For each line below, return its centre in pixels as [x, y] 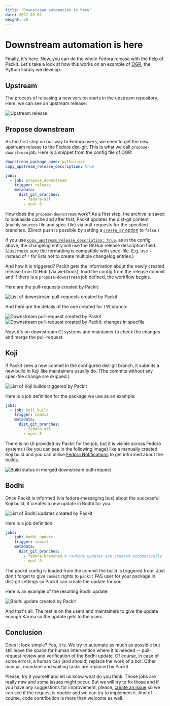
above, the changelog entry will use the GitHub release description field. [81, 245]
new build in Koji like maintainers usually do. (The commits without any [79, 371]
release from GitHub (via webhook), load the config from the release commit [85, 271]
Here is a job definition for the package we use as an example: [71, 396]
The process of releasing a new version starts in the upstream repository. [82, 98]
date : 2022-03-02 [24, 15]
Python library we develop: [33, 70]
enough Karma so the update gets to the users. [55, 616]
